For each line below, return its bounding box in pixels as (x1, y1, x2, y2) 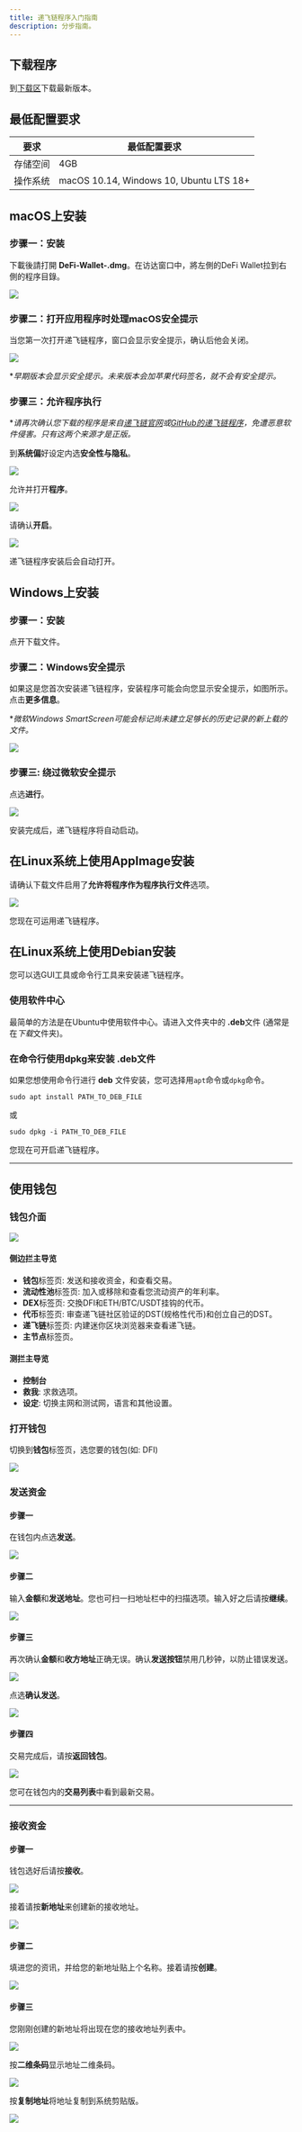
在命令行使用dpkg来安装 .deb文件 (9, 1052, 155, 1065)
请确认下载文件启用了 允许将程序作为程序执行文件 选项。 (9, 879, 214, 890)
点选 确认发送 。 (9, 1689, 65, 1700)
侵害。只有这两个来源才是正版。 (16, 429, 136, 439)
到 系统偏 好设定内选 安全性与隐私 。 (9, 447, 136, 459)
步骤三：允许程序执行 (9, 395, 102, 408)
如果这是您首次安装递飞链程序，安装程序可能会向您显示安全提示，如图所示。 (9, 683, 293, 694)
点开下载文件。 (9, 637, 65, 647)
